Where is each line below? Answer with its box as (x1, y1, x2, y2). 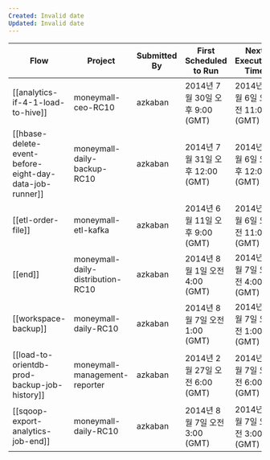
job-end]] (12, 435, 51, 446)
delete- (12, 138, 42, 149)
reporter (73, 379, 105, 390)
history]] (12, 389, 46, 400)
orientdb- (12, 359, 50, 370)
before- (12, 158, 43, 169)
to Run (193, 65, 219, 76)
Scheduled (184, 55, 227, 66)
